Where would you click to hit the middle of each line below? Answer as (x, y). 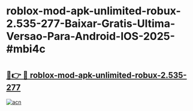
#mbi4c (26, 49)
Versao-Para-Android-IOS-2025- (91, 36)
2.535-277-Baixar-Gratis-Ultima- (91, 24)
